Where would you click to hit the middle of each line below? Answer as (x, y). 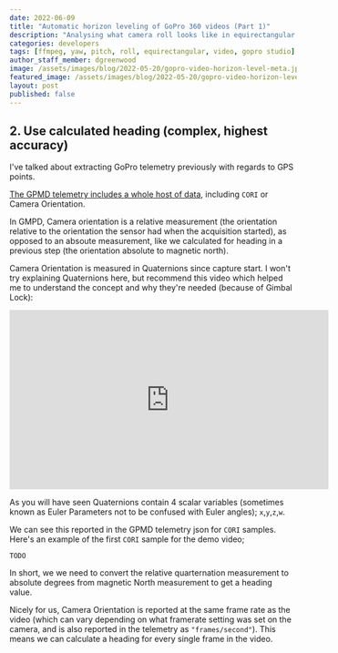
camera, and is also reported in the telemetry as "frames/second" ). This (143, 629)
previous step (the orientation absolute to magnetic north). (119, 250)
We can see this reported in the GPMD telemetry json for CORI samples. (143, 530)
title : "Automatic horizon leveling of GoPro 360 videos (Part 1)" (140, 26)
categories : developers (55, 43)
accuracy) (39, 145)
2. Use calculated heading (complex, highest (139, 131)
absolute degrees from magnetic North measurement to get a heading (141, 583)
